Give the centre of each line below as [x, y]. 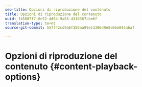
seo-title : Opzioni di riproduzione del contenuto [58, 10]
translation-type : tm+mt [30, 23]
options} [23, 77]
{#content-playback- [94, 67]
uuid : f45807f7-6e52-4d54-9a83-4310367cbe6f [51, 19]
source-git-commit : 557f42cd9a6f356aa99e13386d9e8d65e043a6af [70, 28]
